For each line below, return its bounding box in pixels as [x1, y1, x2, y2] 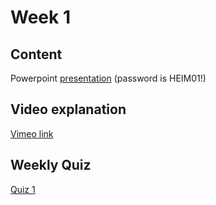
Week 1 [10, 6, 71, 29]
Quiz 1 [10, 183, 36, 195]
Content [10, 46, 63, 63]
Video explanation [10, 101, 127, 118]
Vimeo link [10, 127, 54, 140]
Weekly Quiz [10, 157, 92, 174]
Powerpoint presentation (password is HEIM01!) [10, 72, 207, 84]
